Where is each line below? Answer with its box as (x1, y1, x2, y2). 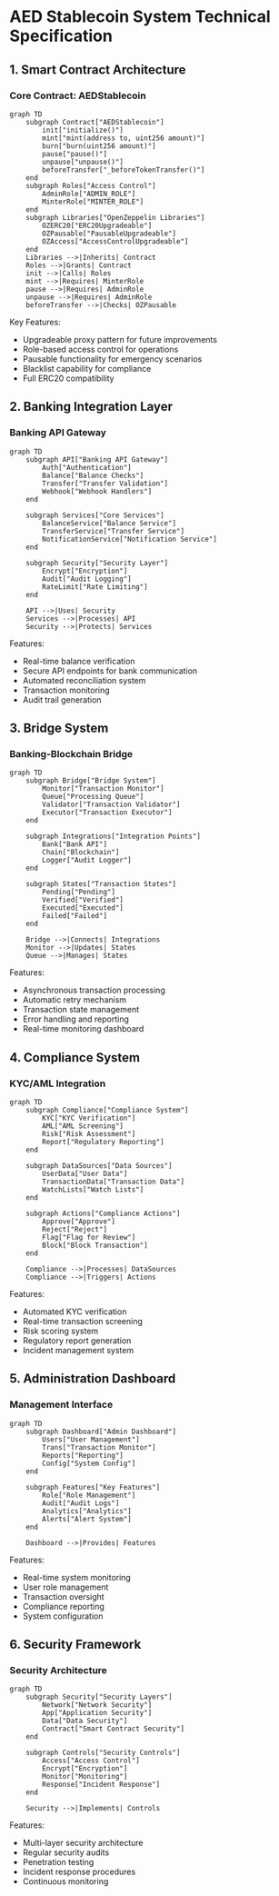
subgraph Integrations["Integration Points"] (25, 832, 202, 842)
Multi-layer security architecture (22, 1838, 144, 1849)
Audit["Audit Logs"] (42, 1498, 120, 1508)
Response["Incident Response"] (42, 1780, 161, 1790)
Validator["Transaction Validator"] (42, 800, 181, 810)
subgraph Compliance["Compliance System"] (25, 1105, 189, 1114)
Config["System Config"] (42, 1459, 136, 1468)
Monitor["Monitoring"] (42, 1772, 128, 1781)
